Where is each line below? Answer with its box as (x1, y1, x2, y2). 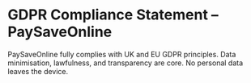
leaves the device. (7, 66, 69, 76)
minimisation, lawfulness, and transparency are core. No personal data (7, 58, 244, 68)
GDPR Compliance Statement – (7, 6, 219, 24)
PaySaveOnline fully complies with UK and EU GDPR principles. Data (7, 49, 236, 59)
